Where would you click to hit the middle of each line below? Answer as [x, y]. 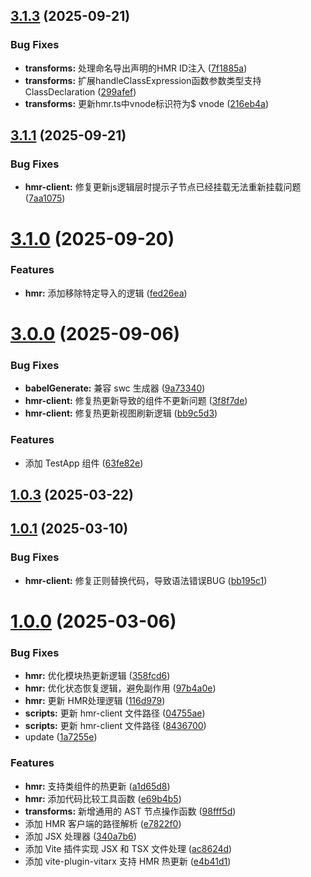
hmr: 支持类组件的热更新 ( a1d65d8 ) [97, 786]
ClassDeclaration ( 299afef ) [80, 91]
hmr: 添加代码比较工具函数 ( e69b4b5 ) [103, 798]
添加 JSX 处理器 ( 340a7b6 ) [80, 836]
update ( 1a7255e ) [61, 737]
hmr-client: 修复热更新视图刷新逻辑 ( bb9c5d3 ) [121, 413]
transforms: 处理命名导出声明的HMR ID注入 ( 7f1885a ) [136, 68]
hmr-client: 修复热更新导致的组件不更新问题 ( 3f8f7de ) [136, 401]
